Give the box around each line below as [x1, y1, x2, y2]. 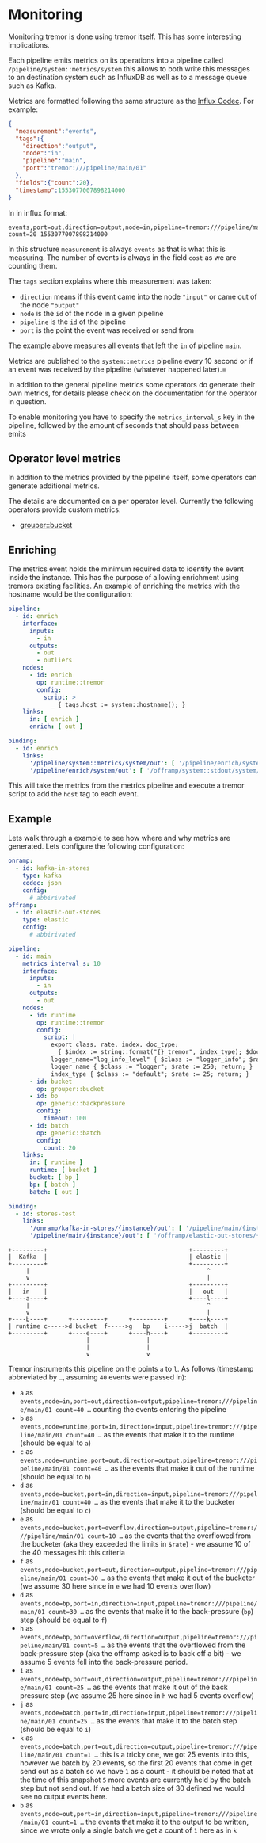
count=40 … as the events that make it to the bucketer [62, 1498, 235, 1506]
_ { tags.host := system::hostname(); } [50, 700, 186, 708]
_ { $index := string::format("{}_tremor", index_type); [50, 1048, 243, 1056]
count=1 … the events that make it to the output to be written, [51, 1817, 249, 1826]
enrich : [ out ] [28, 723, 83, 731]
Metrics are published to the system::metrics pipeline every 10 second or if [8, 356, 253, 365]
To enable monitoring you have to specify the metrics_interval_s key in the [8, 412, 255, 422]
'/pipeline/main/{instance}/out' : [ [28, 1232, 150, 1240]
